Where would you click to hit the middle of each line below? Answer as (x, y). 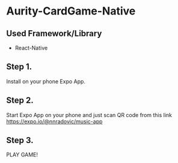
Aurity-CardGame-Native (71, 11)
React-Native (31, 48)
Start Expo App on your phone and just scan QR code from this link (89, 115)
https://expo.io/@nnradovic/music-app (54, 121)
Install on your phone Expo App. (46, 81)
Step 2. (20, 101)
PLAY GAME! (22, 155)
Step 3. (20, 140)
